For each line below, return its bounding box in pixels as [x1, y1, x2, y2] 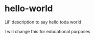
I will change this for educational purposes [4, 28, 91, 34]
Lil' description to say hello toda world [4, 19, 82, 25]
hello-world [4, 3, 53, 14]
